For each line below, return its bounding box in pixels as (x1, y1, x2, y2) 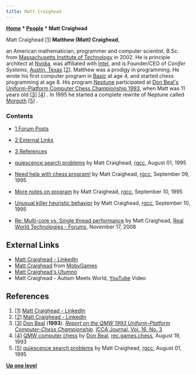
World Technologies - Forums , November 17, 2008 (14, 223, 136, 230)
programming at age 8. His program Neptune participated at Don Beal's (6, 79, 179, 86)
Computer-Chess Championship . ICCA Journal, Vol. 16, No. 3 (14, 326, 163, 333)
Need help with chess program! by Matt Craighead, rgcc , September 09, (14, 171, 190, 178)
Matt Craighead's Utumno (14, 268, 77, 275)
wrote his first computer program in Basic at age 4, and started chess (6, 72, 174, 79)
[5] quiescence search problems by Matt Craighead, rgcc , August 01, (14, 344, 182, 352)
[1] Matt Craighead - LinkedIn (14, 307, 86, 314)
